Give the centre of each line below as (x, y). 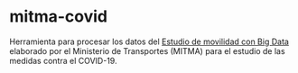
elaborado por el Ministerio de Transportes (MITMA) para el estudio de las (148, 50)
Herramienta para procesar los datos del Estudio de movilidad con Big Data (149, 41)
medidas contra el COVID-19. (63, 60)
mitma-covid (59, 17)
